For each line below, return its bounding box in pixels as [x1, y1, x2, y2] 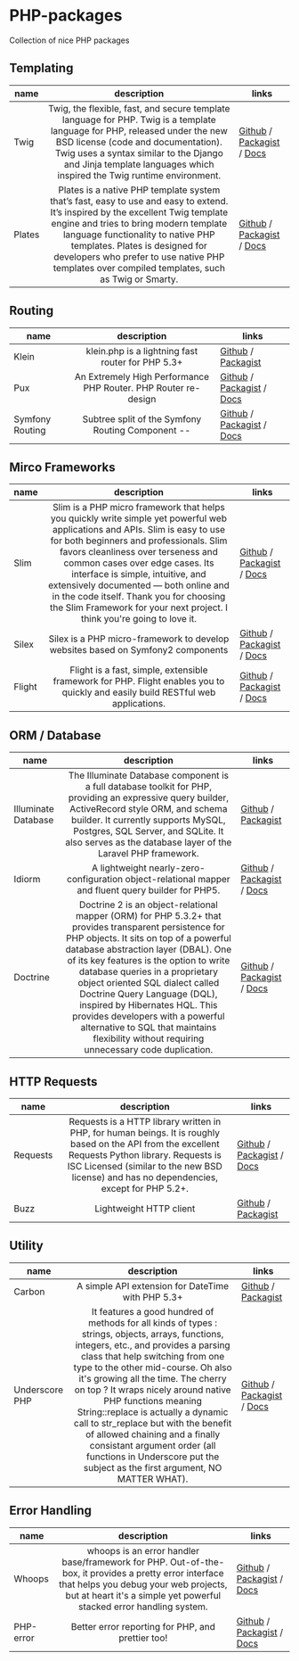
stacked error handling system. [78, 1600, 208, 1613]
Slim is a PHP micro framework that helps [53, 501, 225, 514]
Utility [9, 1238, 44, 1253]
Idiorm [13, 873, 41, 886]
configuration [66, 873, 123, 886]
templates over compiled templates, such [53, 261, 225, 274]
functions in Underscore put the [85, 1450, 220, 1463]
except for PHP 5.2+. [101, 1183, 190, 1194]
